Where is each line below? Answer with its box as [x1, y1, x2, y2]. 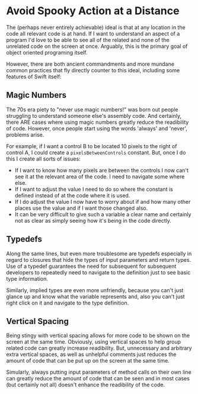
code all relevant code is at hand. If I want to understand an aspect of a [6, 30, 180, 37]
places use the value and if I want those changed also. [14, 204, 148, 212]
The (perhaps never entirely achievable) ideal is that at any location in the [6, 24, 186, 31]
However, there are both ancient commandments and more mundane [6, 60, 175, 68]
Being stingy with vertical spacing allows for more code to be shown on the [6, 332, 190, 339]
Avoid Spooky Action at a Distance [6, 4, 180, 18]
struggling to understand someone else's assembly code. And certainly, [6, 112, 182, 119]
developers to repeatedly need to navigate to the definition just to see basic [6, 268, 191, 276]
